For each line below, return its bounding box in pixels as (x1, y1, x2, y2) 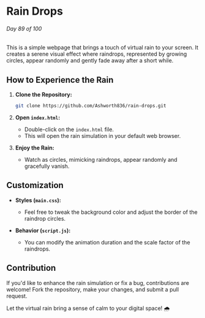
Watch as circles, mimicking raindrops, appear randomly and (24, 156, 177, 164)
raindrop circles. (24, 214, 66, 222)
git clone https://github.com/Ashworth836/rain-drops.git (15, 103, 166, 109)
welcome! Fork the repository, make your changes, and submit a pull (6, 286, 179, 293)
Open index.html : (15, 114, 61, 121)
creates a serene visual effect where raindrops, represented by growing (6, 50, 187, 58)
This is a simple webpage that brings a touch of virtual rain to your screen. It (6, 44, 199, 51)
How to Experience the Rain (6, 75, 114, 85)
